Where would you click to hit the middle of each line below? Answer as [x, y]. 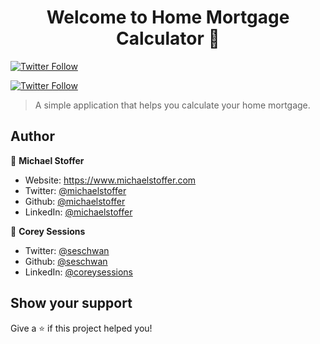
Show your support [71, 303]
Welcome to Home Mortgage [168, 17]
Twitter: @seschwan [67, 250]
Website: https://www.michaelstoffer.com [110, 180]
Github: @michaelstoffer [75, 201]
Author [32, 136]
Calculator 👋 [168, 38]
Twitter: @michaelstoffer [75, 190]
